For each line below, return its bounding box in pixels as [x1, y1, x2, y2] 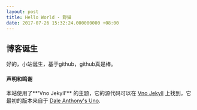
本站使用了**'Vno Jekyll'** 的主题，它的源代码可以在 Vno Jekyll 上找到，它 [6, 90, 192, 97]
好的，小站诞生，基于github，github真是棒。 [6, 60, 117, 68]
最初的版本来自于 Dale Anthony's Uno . [6, 97, 101, 105]
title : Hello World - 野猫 [6, 14, 72, 20]
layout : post [6, 8, 39, 15]
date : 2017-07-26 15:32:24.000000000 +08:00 [6, 20, 119, 26]
